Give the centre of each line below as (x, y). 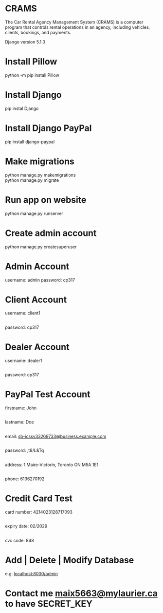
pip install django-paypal (30, 142)
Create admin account (51, 233)
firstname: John (21, 408)
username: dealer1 (24, 360)
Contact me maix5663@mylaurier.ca (81, 593)
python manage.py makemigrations (41, 175)
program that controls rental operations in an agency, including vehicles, (78, 27)
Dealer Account (37, 347)
